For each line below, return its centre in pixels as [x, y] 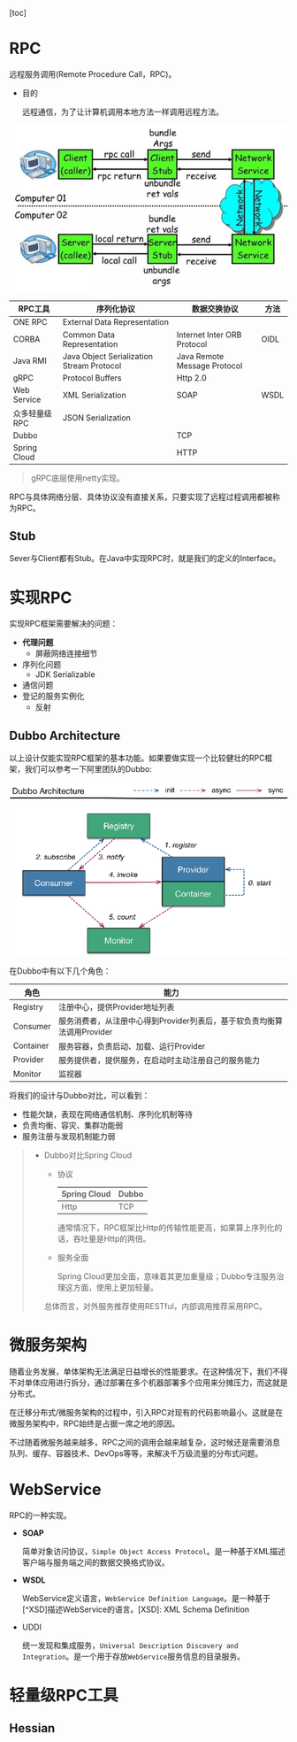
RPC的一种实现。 [41, 1515]
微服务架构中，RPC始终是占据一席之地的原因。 [95, 1423]
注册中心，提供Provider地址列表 [117, 1007]
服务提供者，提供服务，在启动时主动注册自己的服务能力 [160, 1060]
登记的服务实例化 [53, 696]
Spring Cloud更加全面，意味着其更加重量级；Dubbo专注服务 [167, 1276]
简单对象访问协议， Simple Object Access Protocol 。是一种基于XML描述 [153, 1551]
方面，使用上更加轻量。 [116, 1287]
